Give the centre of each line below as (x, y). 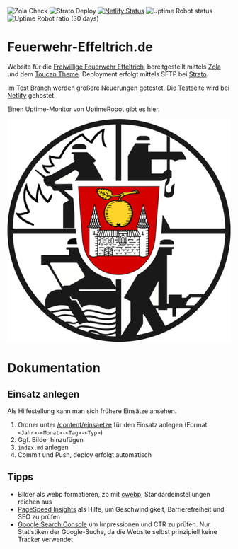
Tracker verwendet (45, 539)
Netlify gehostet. (32, 95)
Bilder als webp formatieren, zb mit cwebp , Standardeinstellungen (114, 494)
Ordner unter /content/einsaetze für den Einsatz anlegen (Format (112, 424)
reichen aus (35, 502)
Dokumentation (54, 368)
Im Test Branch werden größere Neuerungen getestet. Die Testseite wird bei (119, 88)
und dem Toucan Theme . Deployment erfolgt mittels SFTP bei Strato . (108, 74)
